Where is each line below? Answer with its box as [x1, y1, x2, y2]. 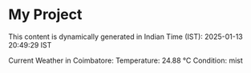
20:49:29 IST [8, 40, 52, 49]
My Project [8, 6, 83, 24]
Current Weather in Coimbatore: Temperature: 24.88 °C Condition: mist [8, 56, 243, 65]
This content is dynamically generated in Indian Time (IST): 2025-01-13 [8, 32, 243, 41]
